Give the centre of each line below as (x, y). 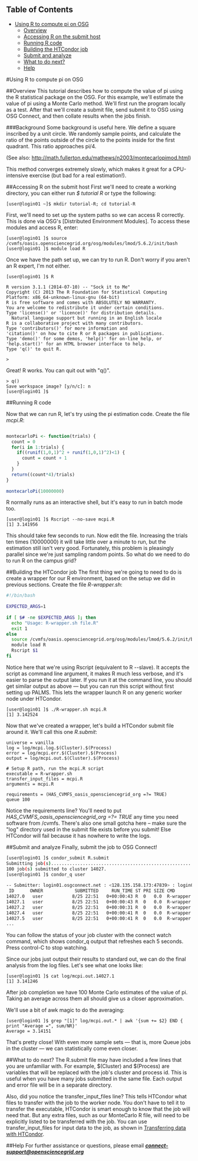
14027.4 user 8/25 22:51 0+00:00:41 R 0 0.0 (84, 913)
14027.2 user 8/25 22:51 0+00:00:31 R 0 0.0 (84, 907)
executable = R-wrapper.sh (39, 773)
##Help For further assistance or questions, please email (75, 1146)
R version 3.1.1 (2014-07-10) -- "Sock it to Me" (68, 287)
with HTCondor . (25, 1134)
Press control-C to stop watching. (47, 948)
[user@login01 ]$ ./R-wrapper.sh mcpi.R (57, 709)
